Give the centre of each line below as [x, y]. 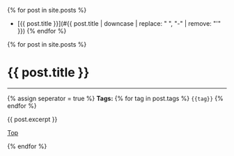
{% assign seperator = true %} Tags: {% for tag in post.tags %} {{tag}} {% [116, 98]
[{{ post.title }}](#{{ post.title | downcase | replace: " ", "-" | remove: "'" [119, 23]
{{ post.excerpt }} [32, 119]
